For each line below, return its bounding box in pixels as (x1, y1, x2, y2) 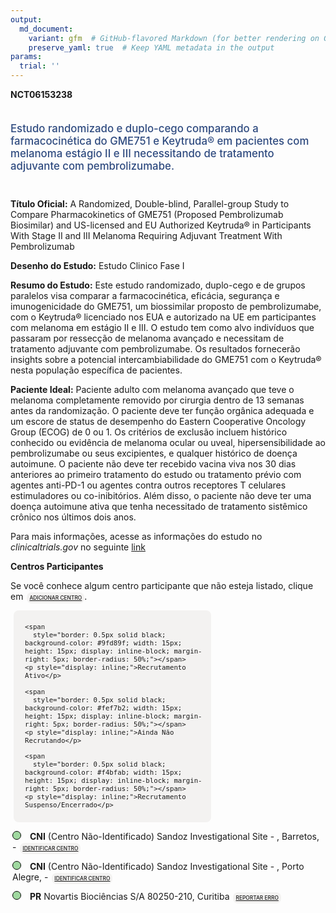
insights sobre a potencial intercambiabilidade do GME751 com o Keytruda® (10, 353, 322, 365)
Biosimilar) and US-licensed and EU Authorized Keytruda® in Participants (10, 219, 312, 231)
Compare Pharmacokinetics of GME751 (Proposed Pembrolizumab (10, 208, 284, 220)
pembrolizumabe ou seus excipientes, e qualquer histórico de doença (10, 447, 298, 459)
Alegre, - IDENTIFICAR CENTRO (12, 871, 111, 883)
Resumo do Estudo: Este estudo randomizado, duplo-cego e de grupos (10, 279, 306, 291)
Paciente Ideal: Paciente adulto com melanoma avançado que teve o (10, 383, 295, 395)
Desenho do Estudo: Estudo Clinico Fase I (10, 259, 185, 271)
